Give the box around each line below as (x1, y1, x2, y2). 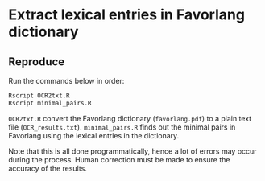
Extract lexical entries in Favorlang (8, 6, 246, 24)
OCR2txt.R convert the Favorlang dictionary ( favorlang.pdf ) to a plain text (8, 113, 252, 123)
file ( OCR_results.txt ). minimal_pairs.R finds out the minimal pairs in (8, 122, 236, 132)
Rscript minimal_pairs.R (8, 99, 92, 107)
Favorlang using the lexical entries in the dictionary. (8, 130, 180, 140)
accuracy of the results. (8, 163, 87, 173)
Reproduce (8, 55, 65, 68)
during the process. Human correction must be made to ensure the (8, 154, 230, 164)
